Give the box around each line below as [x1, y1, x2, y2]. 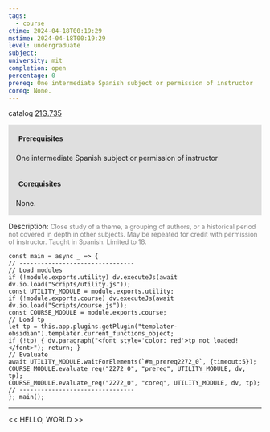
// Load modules [8, 266, 63, 274]
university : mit [8, 57, 63, 65]
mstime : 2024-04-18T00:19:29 [8, 34, 106, 43]
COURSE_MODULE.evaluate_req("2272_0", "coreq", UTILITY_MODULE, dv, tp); [8, 379, 261, 387]
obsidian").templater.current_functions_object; [8, 330, 174, 338]
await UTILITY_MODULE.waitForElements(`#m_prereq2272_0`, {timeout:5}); [8, 358, 257, 366]
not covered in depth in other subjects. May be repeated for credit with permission [8, 230, 258, 239]
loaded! [213, 337, 239, 345]
